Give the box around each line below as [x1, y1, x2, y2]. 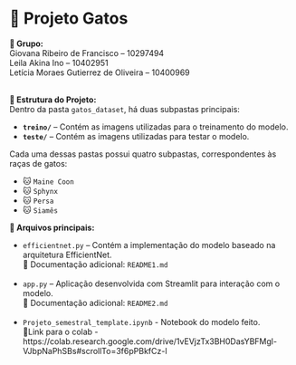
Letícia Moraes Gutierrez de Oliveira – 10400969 [9, 67, 190, 78]
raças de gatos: [9, 158, 68, 168]
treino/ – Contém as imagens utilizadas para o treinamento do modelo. [22, 121, 289, 132]
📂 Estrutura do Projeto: [9, 94, 97, 105]
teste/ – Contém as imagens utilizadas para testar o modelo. [22, 130, 250, 141]
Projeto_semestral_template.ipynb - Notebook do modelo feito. [22, 316, 261, 327]
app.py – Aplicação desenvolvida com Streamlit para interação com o [22, 278, 281, 289]
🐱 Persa [22, 195, 54, 206]
